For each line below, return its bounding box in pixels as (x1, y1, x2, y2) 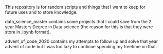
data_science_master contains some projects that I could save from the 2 (5, 19, 152, 24)
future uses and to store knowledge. (5, 9, 78, 15)
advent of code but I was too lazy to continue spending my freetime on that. (5, 44, 157, 49)
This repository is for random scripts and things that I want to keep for (5, 4, 145, 10)
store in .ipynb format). (5, 29, 51, 35)
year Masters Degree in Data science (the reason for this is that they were (5, 24, 153, 30)
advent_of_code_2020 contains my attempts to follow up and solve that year (5, 38, 158, 44)
